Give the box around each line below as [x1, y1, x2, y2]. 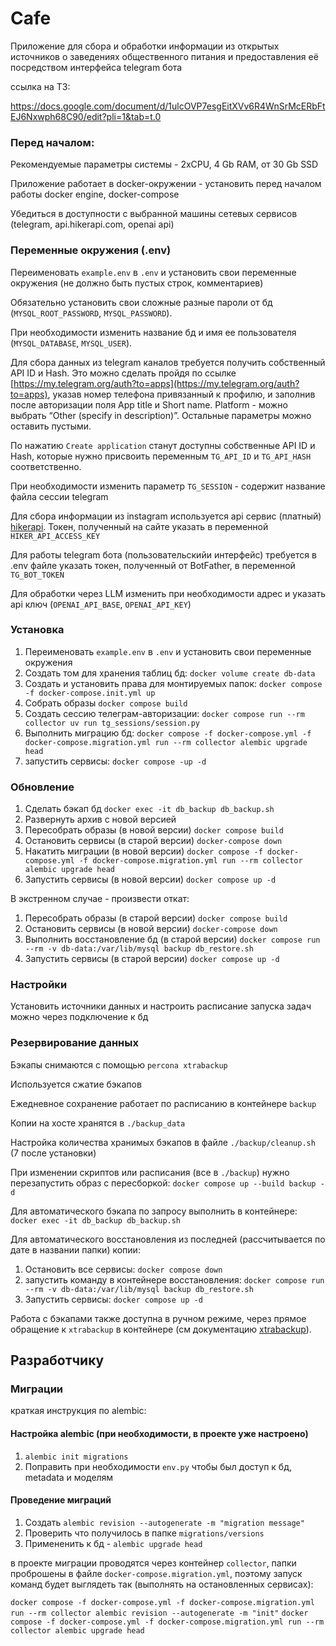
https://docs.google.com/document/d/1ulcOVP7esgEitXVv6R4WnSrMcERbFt [10, 100, 326, 112]
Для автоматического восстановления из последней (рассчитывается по [10, 1233, 326, 1245]
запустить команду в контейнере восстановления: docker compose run [24, 1273, 325, 1286]
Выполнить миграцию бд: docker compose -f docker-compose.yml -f [24, 727, 312, 739]
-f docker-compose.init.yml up [24, 688, 156, 698]
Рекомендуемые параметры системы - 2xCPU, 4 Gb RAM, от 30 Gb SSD [10, 158, 319, 171]
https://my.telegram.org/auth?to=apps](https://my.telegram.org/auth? [13, 377, 300, 389]
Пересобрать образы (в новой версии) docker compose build [24, 824, 284, 836]
